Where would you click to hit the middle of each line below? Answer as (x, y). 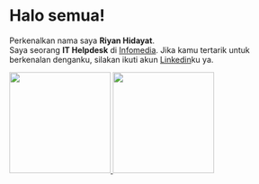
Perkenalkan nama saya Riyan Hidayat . (82, 40)
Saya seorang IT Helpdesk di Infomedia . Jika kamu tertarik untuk (129, 49)
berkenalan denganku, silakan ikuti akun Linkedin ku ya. (112, 59)
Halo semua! (57, 16)
